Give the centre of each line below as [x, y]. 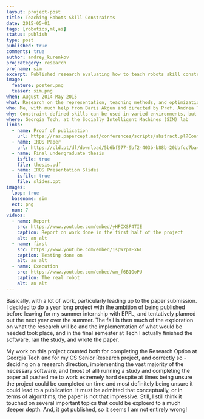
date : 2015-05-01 [28, 23]
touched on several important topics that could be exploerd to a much [93, 403]
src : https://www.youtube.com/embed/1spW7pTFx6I [80, 249]
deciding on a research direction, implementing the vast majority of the [95, 364]
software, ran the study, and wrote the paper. [63, 339]
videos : [16, 216]
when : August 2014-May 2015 [42, 97]
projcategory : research [36, 63]
